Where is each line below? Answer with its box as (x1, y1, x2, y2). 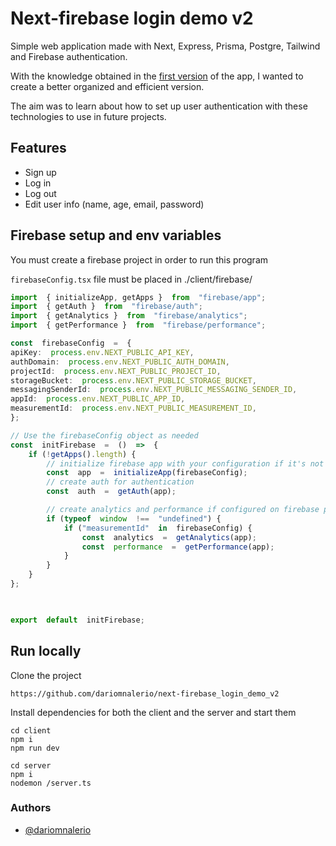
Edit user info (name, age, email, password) (24, 198, 205, 210)
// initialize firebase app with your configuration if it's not (46, 458, 325, 469)
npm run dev (10, 743, 60, 753)
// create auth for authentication (46, 477, 195, 487)
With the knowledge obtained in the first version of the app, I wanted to (10, 70, 304, 82)
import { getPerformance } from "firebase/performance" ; (10, 320, 267, 331)
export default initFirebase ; (10, 615, 145, 625)
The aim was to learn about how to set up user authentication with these (10, 100, 308, 112)
